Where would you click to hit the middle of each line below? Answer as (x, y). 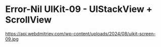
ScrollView (29, 20)
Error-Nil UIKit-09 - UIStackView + (79, 9)
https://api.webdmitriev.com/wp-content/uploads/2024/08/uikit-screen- (80, 33)
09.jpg (12, 39)
